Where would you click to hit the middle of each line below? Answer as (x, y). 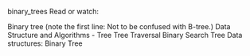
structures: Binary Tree (45, 43)
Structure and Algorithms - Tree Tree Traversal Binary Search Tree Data (125, 35)
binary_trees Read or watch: (53, 11)
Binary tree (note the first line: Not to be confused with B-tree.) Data (119, 26)
